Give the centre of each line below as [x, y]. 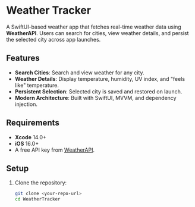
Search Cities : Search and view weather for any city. [79, 73]
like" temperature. [37, 85]
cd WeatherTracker [37, 199]
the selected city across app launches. [54, 39]
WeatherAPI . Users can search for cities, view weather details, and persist [97, 33]
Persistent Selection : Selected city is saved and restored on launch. [98, 91]
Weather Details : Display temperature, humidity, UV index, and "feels [100, 79]
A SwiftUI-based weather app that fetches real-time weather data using [94, 27]
